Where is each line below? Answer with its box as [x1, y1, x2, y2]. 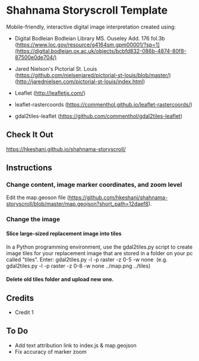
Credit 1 [14, 309, 34, 316]
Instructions [6, 163, 52, 173]
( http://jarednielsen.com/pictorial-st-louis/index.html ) [14, 78, 146, 85]
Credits [6, 293, 34, 303]
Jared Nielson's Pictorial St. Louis [14, 65, 97, 72]
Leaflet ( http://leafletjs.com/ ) [14, 89, 86, 96]
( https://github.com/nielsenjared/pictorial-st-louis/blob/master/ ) [14, 71, 171, 79]
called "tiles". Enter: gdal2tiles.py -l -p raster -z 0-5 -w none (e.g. [6, 256, 168, 263]
